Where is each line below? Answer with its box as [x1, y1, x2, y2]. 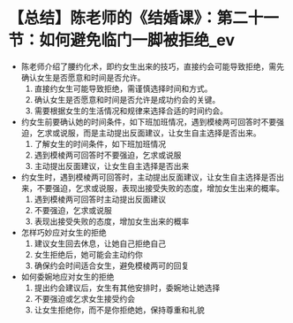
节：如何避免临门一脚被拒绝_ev [8, 30, 236, 50]
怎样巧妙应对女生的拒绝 [20, 227, 107, 237]
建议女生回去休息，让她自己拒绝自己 [34, 238, 167, 249]
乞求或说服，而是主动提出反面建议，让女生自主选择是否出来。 [36, 127, 261, 138]
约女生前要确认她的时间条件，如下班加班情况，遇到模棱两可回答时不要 [20, 116, 277, 127]
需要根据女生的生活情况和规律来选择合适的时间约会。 [34, 105, 229, 116]
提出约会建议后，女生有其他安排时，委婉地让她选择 [34, 282, 221, 293]
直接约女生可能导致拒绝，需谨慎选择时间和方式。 [34, 83, 213, 94]
